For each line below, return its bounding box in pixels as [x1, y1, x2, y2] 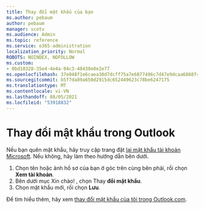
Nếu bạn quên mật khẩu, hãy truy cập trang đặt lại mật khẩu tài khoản [6, 146, 181, 153]
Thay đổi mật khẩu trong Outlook [6, 126, 175, 140]
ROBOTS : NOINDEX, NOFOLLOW [6, 54, 75, 60]
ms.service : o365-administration [6, 43, 91, 49]
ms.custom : [6, 60, 34, 66]
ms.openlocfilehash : [6, 71, 59, 77]
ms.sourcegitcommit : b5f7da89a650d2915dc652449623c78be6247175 [6, 77, 170, 83]
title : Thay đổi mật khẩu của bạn [6, 9, 94, 15]
